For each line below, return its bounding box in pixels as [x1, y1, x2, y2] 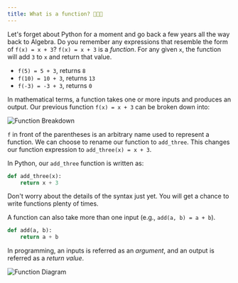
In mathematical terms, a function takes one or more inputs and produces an [7, 95, 232, 104]
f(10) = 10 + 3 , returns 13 [17, 74, 96, 82]
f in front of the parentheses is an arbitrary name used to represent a [7, 130, 210, 138]
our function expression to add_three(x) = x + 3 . [7, 145, 152, 153]
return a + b [20, 233, 59, 241]
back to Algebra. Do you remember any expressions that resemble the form [7, 37, 229, 46]
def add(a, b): [7, 227, 53, 234]
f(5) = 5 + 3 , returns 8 [17, 66, 86, 74]
